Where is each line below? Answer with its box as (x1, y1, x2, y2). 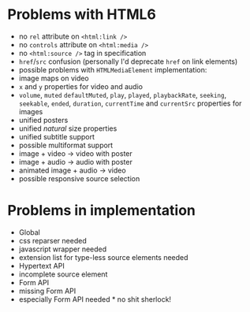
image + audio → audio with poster (18, 157, 133, 166)
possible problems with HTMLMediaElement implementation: (18, 65, 207, 74)
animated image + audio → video (18, 165, 127, 175)
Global (18, 227, 40, 237)
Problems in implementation (7, 202, 196, 220)
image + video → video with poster (18, 148, 133, 158)
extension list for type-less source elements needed (18, 252, 188, 262)
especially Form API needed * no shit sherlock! (18, 294, 171, 304)
